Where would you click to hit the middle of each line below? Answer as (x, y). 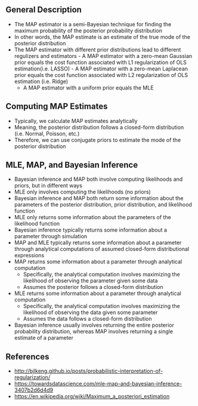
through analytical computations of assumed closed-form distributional (102, 249)
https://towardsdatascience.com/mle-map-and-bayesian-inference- (98, 384)
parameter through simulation (51, 236)
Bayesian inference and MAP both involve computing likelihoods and (98, 179)
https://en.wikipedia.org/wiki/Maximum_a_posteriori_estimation (92, 396)
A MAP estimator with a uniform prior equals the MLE (88, 87)
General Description (44, 10)
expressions (29, 256)
